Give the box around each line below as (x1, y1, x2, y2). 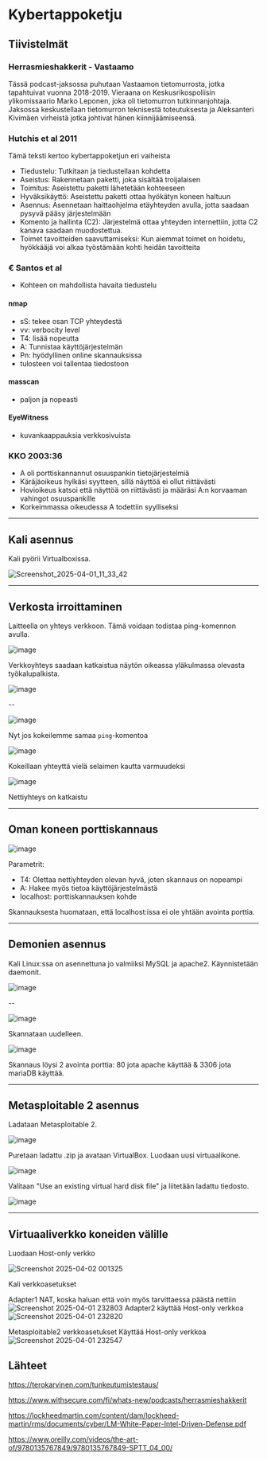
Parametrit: (8, 859, 45, 869)
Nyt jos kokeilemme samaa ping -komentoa (8, 731, 149, 740)
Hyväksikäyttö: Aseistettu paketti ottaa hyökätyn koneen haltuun (19, 192, 231, 201)
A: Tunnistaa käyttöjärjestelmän (19, 342, 123, 351)
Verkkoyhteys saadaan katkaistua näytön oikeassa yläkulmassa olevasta (8, 661, 245, 669)
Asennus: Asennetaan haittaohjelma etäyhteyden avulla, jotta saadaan (19, 201, 250, 210)
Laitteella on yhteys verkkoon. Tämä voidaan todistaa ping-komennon (8, 621, 237, 630)
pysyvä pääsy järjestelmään (19, 209, 111, 218)
